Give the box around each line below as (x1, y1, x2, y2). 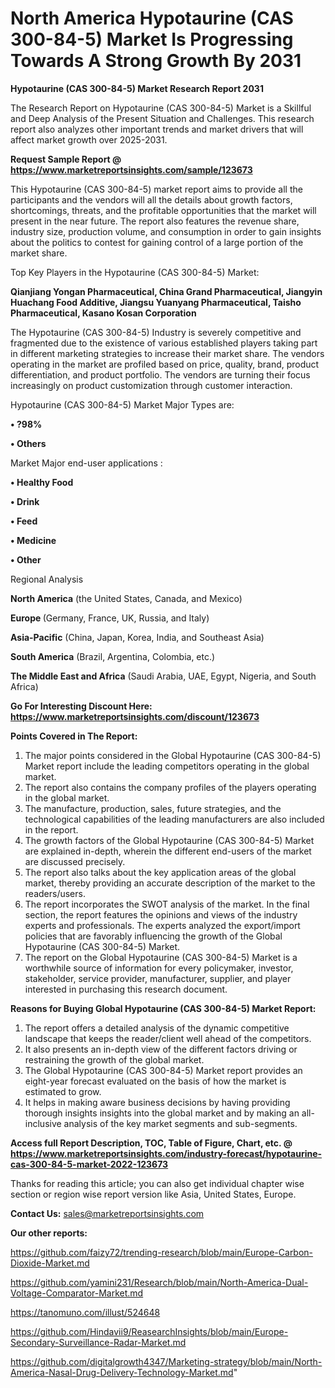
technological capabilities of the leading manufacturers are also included (24, 813, 325, 825)
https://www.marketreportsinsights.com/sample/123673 (10, 163, 253, 176)
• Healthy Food (10, 476, 74, 488)
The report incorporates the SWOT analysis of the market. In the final (24, 898, 310, 910)
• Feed (10, 515, 38, 527)
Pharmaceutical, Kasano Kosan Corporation (10, 307, 197, 319)
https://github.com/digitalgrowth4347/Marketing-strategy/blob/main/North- (10, 1355, 323, 1367)
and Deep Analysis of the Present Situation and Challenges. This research (10, 112, 315, 124)
